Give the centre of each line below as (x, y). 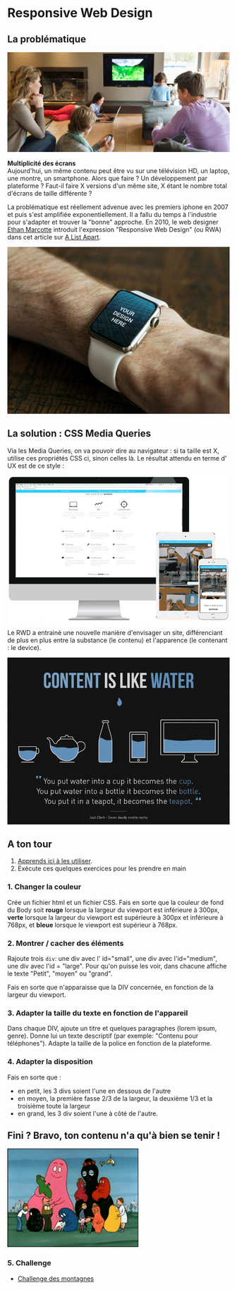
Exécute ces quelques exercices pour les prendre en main (102, 869)
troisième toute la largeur (54, 1106)
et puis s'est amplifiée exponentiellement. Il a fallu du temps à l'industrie (112, 214)
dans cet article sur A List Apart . (54, 237)
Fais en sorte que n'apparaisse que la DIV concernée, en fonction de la (110, 988)
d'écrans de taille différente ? (50, 193)
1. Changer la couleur (44, 887)
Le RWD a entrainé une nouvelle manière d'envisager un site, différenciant (115, 632)
